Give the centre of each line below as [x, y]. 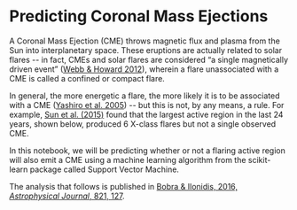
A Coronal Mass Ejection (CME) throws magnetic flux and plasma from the [145, 41]
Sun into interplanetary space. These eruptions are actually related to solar [145, 50]
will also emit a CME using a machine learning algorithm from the [128, 159]
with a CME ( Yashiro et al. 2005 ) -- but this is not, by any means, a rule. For [147, 105]
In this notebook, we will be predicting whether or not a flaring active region [147, 150]
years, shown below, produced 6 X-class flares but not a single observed [143, 124]
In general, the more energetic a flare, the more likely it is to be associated [145, 96]
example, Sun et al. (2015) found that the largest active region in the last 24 [146, 114]
